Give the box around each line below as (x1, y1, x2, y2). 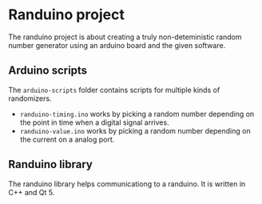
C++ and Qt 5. (8, 187, 55, 197)
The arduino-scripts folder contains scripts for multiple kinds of (8, 85, 220, 94)
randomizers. (8, 94, 52, 103)
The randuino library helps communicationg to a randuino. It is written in (8, 178, 246, 189)
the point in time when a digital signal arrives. (19, 118, 169, 127)
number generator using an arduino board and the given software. (8, 40, 226, 50)
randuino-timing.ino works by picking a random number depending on (19, 109, 255, 118)
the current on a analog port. (19, 134, 115, 144)
